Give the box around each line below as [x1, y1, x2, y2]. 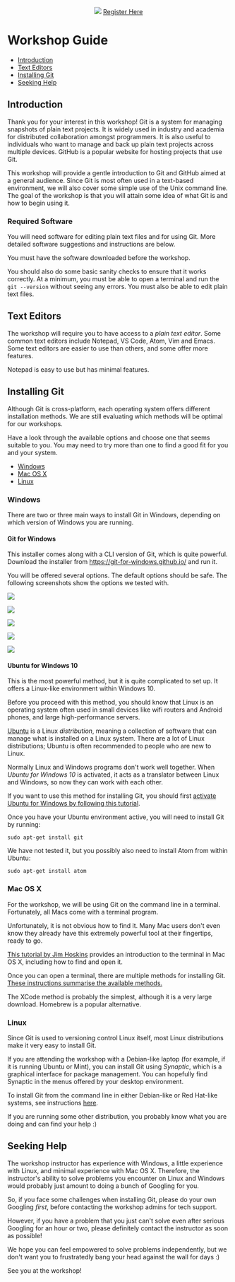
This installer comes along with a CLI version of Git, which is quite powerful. [7, 550, 228, 558]
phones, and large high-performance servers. [7, 713, 140, 722]
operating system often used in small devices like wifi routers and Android [7, 705, 222, 714]
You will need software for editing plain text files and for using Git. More [7, 233, 216, 241]
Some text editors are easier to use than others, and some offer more [7, 343, 208, 353]
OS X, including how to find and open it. [7, 958, 123, 966]
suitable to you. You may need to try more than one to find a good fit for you [7, 440, 229, 449]
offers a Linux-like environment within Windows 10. [7, 684, 156, 693]
